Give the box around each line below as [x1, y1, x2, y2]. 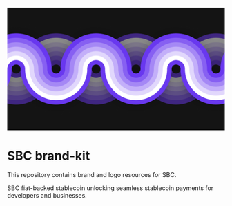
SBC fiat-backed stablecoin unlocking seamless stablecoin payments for [7, 184, 214, 192]
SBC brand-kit [7, 148, 90, 163]
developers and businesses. [7, 191, 88, 200]
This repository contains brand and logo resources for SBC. [7, 171, 177, 179]
